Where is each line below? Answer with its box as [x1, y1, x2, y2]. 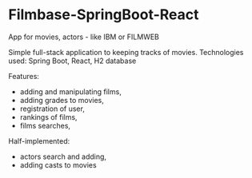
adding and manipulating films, [19, 86, 122, 97]
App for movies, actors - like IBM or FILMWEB [8, 32, 160, 42]
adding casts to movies [19, 160, 98, 169]
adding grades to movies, [19, 95, 104, 105]
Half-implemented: [8, 136, 70, 145]
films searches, [19, 121, 70, 130]
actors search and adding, [19, 152, 106, 161]
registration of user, [19, 104, 86, 113]
